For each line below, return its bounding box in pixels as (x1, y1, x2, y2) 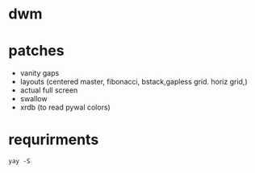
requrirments (8, 130, 99, 149)
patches (8, 42, 65, 60)
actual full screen (19, 85, 78, 95)
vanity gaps (19, 68, 60, 78)
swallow (19, 94, 48, 104)
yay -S (8, 158, 31, 166)
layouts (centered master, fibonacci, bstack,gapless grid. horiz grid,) (19, 77, 248, 87)
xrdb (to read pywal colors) (19, 102, 111, 113)
